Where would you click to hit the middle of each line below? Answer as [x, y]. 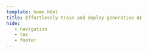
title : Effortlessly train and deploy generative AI [74, 18]
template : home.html [32, 12]
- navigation [31, 29]
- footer [25, 40]
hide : [13, 23]
